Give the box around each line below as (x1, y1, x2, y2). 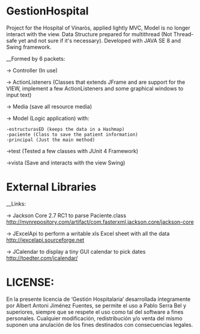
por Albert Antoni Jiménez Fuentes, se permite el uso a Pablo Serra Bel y (6, 301, 187, 309)
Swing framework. (6, 43, 52, 51)
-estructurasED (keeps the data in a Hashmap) (6, 126, 125, 132)
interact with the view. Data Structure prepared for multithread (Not (6, 30, 172, 37)
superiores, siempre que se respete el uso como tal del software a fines (6, 308, 184, 315)
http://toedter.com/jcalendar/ (6, 254, 78, 262)
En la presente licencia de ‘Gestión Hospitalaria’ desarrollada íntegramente (6, 295, 191, 303)
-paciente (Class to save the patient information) (6, 131, 138, 137)
